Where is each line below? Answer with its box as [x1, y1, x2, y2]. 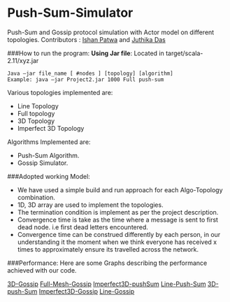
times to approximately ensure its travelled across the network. [17, 245, 199, 253]
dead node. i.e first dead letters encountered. [17, 222, 149, 231]
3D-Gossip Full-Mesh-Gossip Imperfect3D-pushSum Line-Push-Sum [7, 280, 206, 288]
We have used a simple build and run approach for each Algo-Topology [17, 185, 223, 194]
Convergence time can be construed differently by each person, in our [17, 230, 221, 238]
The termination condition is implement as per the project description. [17, 208, 219, 216]
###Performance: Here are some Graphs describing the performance [7, 259, 208, 267]
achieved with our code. [7, 266, 77, 274]
